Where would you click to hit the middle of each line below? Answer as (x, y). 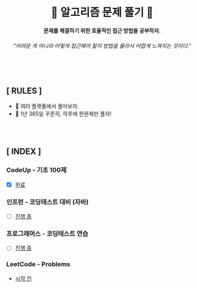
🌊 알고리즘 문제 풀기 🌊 (102, 13)
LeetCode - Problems (38, 264)
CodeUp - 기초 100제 (36, 170)
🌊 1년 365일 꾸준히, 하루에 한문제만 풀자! (63, 113)
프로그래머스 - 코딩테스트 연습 (47, 234)
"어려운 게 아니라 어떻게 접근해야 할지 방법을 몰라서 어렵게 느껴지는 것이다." (102, 46)
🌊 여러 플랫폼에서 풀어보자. (47, 106)
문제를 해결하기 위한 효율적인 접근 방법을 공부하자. (102, 31)
